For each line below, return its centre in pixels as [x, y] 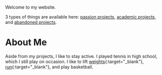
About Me [26, 42]
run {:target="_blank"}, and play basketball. [49, 66]
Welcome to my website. [30, 7]
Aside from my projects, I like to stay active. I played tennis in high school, [81, 56]
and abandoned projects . [31, 22]
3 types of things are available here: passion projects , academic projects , [81, 17]
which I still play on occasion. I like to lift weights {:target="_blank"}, [74, 61]
